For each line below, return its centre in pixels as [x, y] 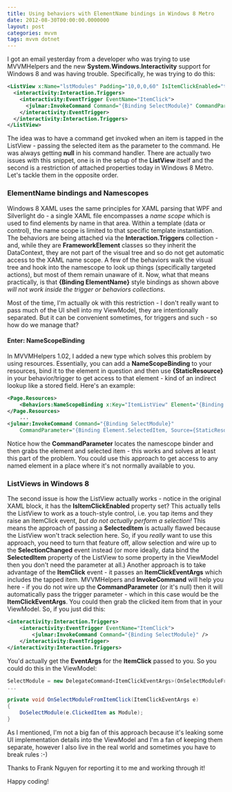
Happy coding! [28, 781]
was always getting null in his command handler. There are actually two [109, 153]
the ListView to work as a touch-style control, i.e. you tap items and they [110, 513]
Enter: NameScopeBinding [46, 341]
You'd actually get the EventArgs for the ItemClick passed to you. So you [112, 661]
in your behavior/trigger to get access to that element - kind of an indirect [112, 378]
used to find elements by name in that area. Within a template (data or [106, 223]
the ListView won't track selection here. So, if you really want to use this [110, 536]
